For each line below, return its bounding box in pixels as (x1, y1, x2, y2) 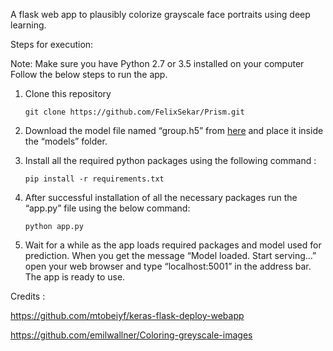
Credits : (10, 290, 46, 302)
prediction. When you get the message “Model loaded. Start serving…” (24, 250, 317, 261)
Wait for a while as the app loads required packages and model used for (24, 239, 322, 251)
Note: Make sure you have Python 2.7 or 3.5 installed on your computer (10, 58, 305, 69)
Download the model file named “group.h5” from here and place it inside (24, 125, 324, 136)
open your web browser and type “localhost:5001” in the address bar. (24, 260, 312, 272)
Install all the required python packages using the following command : (24, 155, 317, 166)
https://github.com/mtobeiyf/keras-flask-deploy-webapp (10, 310, 245, 321)
